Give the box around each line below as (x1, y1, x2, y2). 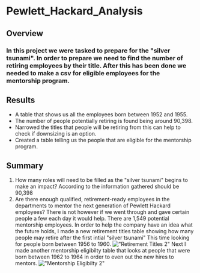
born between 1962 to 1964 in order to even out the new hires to (14, 253, 174, 260)
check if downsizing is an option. (14, 130, 97, 137)
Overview (6, 28, 44, 39)
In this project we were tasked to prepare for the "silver (6, 46, 171, 55)
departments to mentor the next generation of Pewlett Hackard (14, 202, 171, 209)
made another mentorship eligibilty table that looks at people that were (14, 247, 190, 254)
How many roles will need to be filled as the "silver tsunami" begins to (14, 177, 188, 184)
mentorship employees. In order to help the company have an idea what (14, 221, 193, 228)
